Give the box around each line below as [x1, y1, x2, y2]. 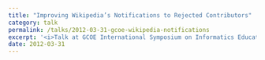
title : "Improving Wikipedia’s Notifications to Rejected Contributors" [8, 11, 252, 19]
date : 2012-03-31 [8, 41, 65, 48]
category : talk [8, 19, 58, 26]
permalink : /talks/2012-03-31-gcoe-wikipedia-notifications [8, 26, 211, 34]
